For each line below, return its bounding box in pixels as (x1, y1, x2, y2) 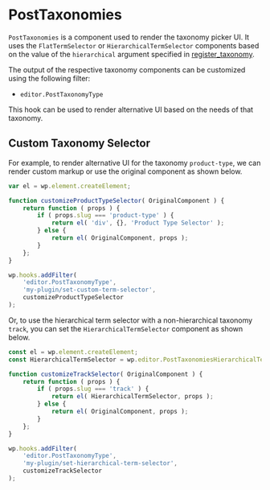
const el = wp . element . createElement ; (8, 348, 138, 356)
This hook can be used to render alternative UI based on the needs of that (8, 105, 254, 114)
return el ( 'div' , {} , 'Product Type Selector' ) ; (51, 219, 225, 227)
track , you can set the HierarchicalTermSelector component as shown (8, 323, 243, 333)
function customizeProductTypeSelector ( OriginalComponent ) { (8, 196, 225, 204)
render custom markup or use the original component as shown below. (8, 167, 243, 176)
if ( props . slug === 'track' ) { (37, 385, 149, 393)
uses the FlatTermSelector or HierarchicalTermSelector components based (8, 40, 260, 50)
